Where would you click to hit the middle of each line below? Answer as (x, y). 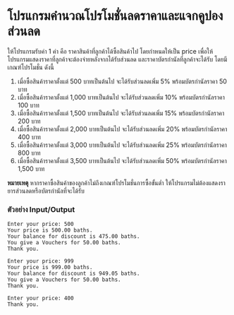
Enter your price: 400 (41, 298)
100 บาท (29, 105)
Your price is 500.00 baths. (50, 230)
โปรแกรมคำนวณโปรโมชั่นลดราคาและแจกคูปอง (115, 16)
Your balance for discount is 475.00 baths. (74, 237)
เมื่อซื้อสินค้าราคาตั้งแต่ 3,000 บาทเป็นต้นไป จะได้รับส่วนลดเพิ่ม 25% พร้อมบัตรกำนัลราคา (122, 145)
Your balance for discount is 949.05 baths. (74, 274)
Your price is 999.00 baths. (50, 268)
